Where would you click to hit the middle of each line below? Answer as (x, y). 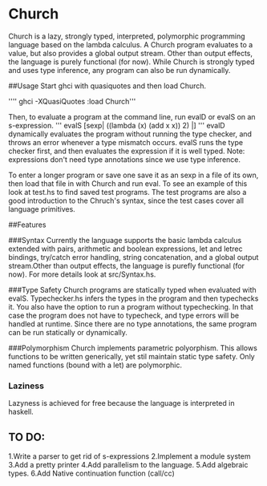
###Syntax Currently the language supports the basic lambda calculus (125, 240)
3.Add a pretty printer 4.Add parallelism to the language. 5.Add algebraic (128, 465)
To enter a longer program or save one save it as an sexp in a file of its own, (133, 175)
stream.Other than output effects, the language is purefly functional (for (127, 265)
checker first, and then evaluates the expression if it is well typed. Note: (127, 151)
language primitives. (42, 209)
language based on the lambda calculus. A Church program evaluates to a (131, 44)
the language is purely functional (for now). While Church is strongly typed (131, 62)
